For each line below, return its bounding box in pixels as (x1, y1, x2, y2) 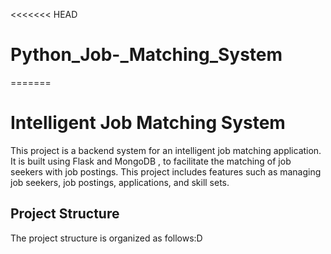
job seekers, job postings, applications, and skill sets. (10, 176, 230, 188)
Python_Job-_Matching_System (10, 44, 283, 66)
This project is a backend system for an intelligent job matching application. (10, 144, 322, 156)
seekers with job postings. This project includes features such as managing (10, 165, 322, 178)
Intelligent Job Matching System (10, 112, 286, 134)
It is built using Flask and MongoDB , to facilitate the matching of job (10, 155, 292, 167)
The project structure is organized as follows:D (10, 232, 203, 244)
